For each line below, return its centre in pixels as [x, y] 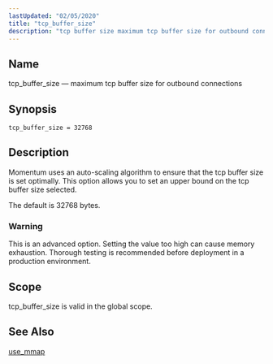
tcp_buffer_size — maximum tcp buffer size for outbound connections [125, 84]
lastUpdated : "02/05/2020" [54, 16]
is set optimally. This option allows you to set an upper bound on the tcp [129, 180]
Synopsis [32, 109]
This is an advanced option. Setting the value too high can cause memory [132, 244]
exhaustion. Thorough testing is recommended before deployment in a [126, 253]
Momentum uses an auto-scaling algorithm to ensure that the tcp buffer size [136, 172]
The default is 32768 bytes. [54, 205]
